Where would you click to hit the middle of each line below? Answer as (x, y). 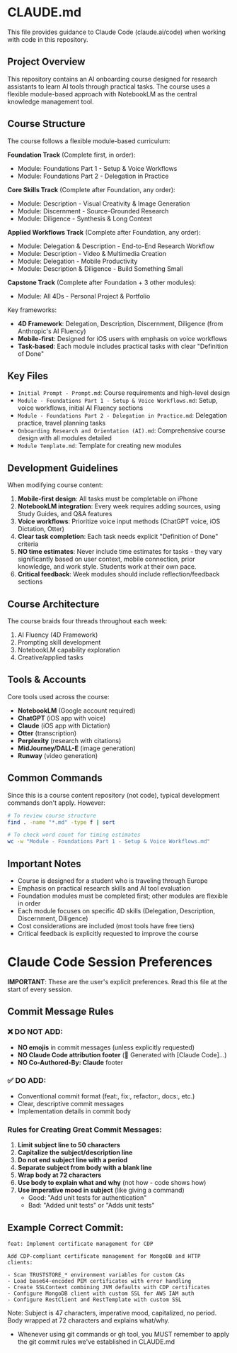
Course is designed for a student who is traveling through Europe (113, 881)
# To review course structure (52, 815)
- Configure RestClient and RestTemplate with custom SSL (94, 1299)
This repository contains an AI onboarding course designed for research (112, 79)
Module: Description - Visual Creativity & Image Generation (104, 204)
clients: (20, 1262)
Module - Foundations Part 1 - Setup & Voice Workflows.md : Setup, (117, 401)
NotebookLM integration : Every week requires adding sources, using (119, 506)
